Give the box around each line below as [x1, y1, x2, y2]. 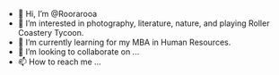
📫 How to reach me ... [17, 56, 101, 67]
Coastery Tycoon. [17, 28, 84, 37]
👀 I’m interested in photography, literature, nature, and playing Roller [17, 18, 270, 29]
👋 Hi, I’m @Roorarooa [17, 9, 98, 19]
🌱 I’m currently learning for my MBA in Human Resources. [17, 37, 231, 47]
